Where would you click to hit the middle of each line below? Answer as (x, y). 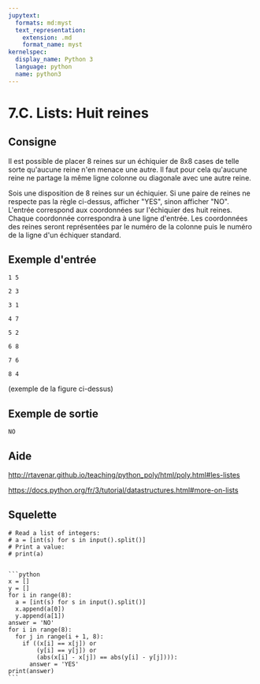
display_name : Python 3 (54, 60)
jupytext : (24, 15)
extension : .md (47, 37)
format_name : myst (52, 45)
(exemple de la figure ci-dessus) (61, 389)
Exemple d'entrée (52, 260)
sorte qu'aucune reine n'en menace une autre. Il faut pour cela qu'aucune (128, 169)
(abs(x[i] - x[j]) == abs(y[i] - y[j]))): (107, 657)
